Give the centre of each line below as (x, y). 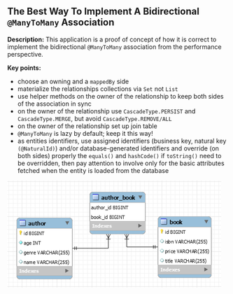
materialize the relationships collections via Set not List (98, 89)
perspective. (25, 54)
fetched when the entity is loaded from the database (93, 170)
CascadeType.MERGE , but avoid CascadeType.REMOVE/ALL (94, 118)
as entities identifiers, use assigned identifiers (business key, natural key (122, 141)
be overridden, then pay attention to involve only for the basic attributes (121, 163)
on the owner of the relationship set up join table (87, 126)
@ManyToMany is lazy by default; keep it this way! (85, 133)
